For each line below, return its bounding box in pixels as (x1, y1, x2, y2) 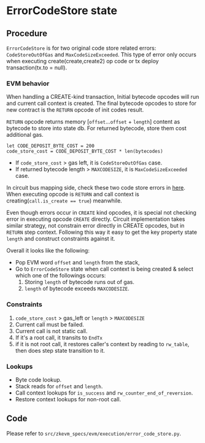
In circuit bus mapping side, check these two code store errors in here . (6, 184, 185, 191)
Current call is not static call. (15, 327, 88, 334)
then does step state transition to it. (15, 347, 106, 354)
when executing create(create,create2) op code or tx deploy (6, 58, 159, 64)
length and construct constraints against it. (6, 235, 115, 242)
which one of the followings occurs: (15, 272, 106, 279)
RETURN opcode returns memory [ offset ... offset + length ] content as (6, 118, 180, 126)
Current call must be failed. (15, 320, 84, 328)
